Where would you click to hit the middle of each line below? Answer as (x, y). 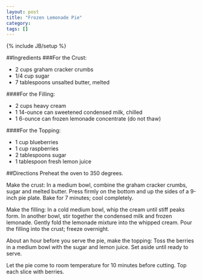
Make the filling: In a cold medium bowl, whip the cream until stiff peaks (96, 210)
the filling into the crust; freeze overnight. (58, 229)
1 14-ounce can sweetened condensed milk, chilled (79, 112)
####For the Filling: (31, 94)
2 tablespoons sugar (41, 155)
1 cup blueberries (37, 142)
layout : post (23, 12)
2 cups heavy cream (41, 106)
